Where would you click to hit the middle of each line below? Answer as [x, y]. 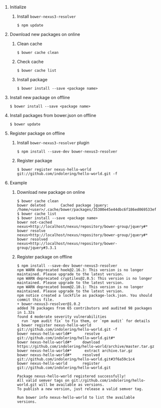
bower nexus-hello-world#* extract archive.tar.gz [75, 351]
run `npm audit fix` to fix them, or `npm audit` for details [86, 321]
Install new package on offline [40, 97]
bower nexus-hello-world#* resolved [58, 355]
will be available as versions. [72, 385]
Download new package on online [51, 192]
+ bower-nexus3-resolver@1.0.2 [49, 304]
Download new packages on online [45, 34]
